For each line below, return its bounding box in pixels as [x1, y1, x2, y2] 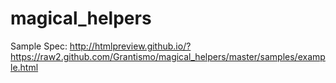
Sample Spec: [10, 40, 68, 52]
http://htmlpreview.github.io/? [69, 40, 192, 52]
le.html [10, 61, 39, 73]
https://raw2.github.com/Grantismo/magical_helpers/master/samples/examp [10, 50, 326, 62]
